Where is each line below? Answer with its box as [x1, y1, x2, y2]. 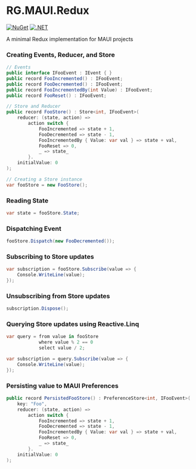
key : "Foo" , [17, 401, 47, 407]
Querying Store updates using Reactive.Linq [6, 320, 139, 328]
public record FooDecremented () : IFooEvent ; [6, 81, 123, 87]
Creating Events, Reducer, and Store [6, 50, 115, 59]
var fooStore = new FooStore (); [6, 182, 88, 188]
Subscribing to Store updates [6, 253, 94, 261]
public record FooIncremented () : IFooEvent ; [6, 75, 123, 82]
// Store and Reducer [6, 104, 61, 110]
